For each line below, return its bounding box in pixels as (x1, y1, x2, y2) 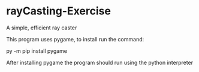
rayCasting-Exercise (6, 4, 111, 18)
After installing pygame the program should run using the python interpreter (6, 59, 194, 66)
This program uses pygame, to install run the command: (6, 35, 144, 43)
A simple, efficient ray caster (6, 24, 77, 31)
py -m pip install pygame (6, 47, 68, 55)
